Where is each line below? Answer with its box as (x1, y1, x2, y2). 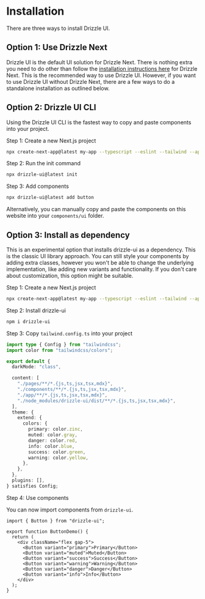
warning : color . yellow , (28, 455, 88, 461)
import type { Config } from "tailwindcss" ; (6, 341, 121, 348)
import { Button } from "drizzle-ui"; (6, 518, 105, 524)
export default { (6, 358, 51, 365)
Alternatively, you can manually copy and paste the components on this (6, 206, 186, 213)
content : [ (12, 375, 40, 381)
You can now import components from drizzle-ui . (6, 506, 134, 513)
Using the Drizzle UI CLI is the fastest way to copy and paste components (6, 118, 192, 126)
